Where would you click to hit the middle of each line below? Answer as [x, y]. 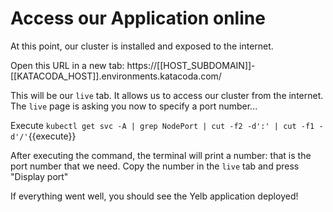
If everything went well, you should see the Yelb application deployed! [154, 196]
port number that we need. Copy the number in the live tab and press [155, 166]
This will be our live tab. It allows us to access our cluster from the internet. [167, 95]
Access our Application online [138, 18]
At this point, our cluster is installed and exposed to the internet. [142, 46]
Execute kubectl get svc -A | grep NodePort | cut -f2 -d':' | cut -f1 [162, 125]
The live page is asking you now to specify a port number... [134, 106]
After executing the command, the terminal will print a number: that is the [161, 155]
